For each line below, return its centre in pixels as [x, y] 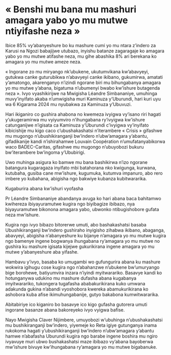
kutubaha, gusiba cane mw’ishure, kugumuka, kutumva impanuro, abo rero [84, 173]
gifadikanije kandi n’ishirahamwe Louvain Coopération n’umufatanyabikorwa [85, 141]
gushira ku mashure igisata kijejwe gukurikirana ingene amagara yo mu [80, 246]
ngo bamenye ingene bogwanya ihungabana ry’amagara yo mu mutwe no [82, 241]
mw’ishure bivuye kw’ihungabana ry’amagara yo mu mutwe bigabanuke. [81, 347]
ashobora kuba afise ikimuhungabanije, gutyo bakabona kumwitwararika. [82, 294]
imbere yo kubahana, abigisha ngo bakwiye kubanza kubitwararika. [76, 178]
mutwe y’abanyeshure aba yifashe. [42, 252]
